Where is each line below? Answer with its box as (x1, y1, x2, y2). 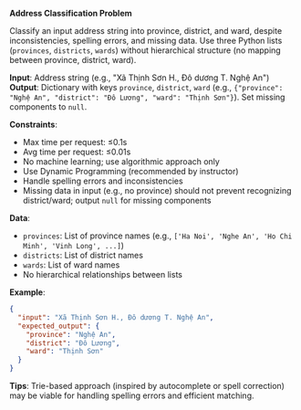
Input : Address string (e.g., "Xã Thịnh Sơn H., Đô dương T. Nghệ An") (9, 72, 270, 83)
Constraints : (9, 119, 57, 130)
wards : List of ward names (22, 259, 120, 270)
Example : (9, 287, 46, 298)
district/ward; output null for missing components (22, 195, 212, 205)
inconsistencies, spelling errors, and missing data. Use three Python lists (9, 36, 283, 46)
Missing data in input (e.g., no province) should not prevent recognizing (22, 185, 292, 195)
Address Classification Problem (9, 8, 132, 18)
